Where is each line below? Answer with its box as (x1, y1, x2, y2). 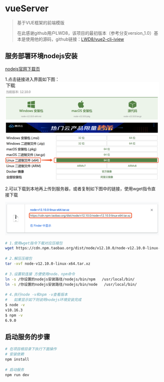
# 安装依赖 (5, 352, 24, 357)
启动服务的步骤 (5, 333, 50, 341)
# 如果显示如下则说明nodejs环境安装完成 (5, 297, 82, 302)
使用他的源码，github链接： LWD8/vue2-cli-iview (25, 36, 124, 42)
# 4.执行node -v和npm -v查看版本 (5, 292, 68, 297)
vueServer (5, 3, 49, 14)
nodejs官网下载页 (5, 66, 41, 71)
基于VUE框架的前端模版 (17, 20, 65, 25)
